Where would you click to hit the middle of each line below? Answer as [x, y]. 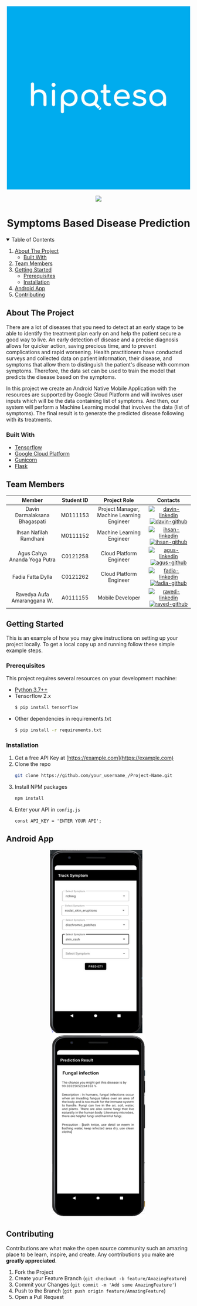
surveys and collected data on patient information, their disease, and [89, 358]
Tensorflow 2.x [33, 696]
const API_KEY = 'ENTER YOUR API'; [58, 821]
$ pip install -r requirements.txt [58, 730]
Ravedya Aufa [32, 595]
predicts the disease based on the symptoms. [61, 377]
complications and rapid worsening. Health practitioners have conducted [94, 352]
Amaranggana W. [33, 601]
